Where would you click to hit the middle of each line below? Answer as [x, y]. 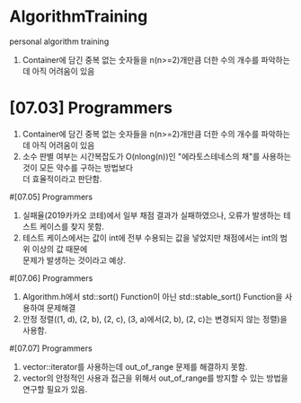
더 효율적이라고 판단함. [62, 179]
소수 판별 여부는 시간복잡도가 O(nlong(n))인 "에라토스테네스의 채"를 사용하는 [157, 156]
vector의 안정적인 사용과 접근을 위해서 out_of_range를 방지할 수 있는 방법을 [155, 378]
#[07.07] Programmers [51, 348]
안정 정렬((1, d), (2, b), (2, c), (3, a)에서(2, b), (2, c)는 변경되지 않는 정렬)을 [155, 319]
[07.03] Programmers [91, 108]
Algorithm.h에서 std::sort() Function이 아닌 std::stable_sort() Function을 [152, 296]
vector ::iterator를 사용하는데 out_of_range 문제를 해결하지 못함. [135, 366]
